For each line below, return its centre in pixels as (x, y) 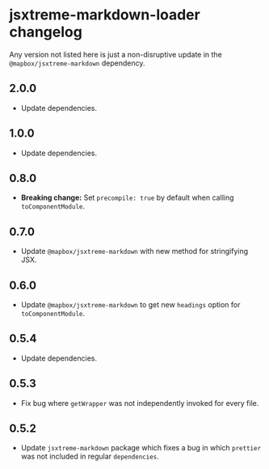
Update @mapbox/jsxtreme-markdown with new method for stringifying (134, 251)
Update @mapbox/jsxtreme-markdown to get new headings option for (130, 304)
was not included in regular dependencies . (90, 456)
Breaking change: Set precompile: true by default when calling (127, 198)
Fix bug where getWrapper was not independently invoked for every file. (140, 403)
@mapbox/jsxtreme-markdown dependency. (77, 63)
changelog (46, 32)
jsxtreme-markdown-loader (105, 15)
